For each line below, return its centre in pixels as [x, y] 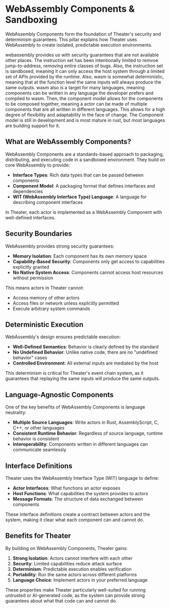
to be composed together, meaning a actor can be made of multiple [76, 104]
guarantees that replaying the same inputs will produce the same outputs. [83, 379]
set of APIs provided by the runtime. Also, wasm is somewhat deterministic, [85, 76]
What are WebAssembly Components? [68, 142]
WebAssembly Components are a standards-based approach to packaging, [85, 154]
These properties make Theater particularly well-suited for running [76, 590]
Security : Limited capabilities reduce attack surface [67, 563]
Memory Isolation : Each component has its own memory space [80, 256]
